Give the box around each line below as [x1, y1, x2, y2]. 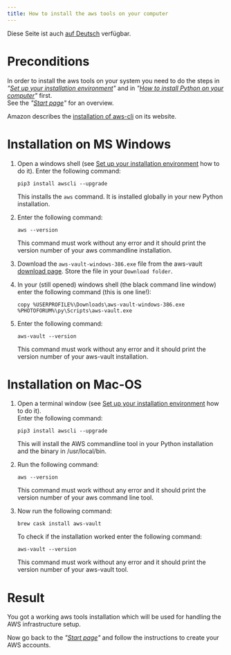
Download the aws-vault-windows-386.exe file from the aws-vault [17, 260, 203, 268]
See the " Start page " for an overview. [7, 99, 114, 107]
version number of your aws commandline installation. [17, 246, 172, 254]
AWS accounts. [7, 641, 51, 649]
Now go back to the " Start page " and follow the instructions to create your [7, 633, 219, 642]
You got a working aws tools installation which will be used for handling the [7, 613, 221, 621]
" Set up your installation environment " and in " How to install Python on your [7, 84, 224, 92]
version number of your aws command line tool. [17, 493, 154, 502]
